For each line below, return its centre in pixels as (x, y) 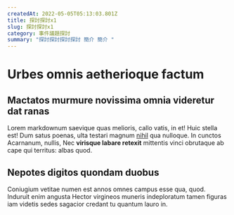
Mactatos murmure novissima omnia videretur (111, 100)
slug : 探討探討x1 (31, 27)
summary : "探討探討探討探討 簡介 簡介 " (61, 40)
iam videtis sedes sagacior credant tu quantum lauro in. (87, 204)
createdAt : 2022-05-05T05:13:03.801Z (63, 14)
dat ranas (28, 111)
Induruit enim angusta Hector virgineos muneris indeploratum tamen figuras (117, 196)
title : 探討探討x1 (32, 20)
